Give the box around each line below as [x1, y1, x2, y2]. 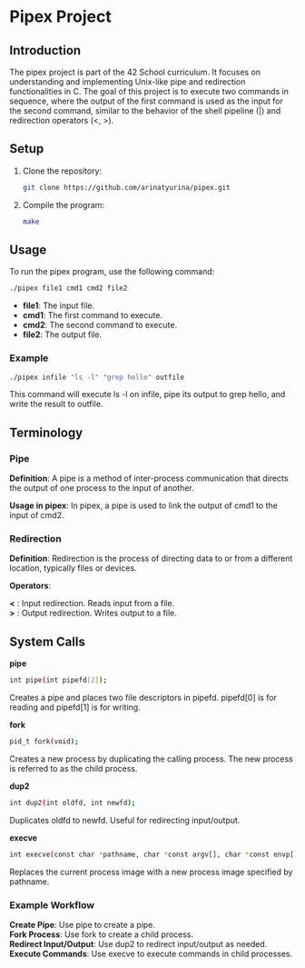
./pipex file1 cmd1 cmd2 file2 [9, 284, 128, 293]
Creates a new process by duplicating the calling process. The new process [9, 753, 293, 764]
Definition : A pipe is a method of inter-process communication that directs [9, 473, 289, 484]
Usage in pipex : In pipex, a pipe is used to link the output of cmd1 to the [9, 500, 279, 511]
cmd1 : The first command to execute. [22, 310, 163, 321]
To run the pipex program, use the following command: [9, 266, 215, 277]
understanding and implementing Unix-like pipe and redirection [9, 76, 246, 87]
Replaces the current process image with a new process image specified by [9, 866, 293, 877]
